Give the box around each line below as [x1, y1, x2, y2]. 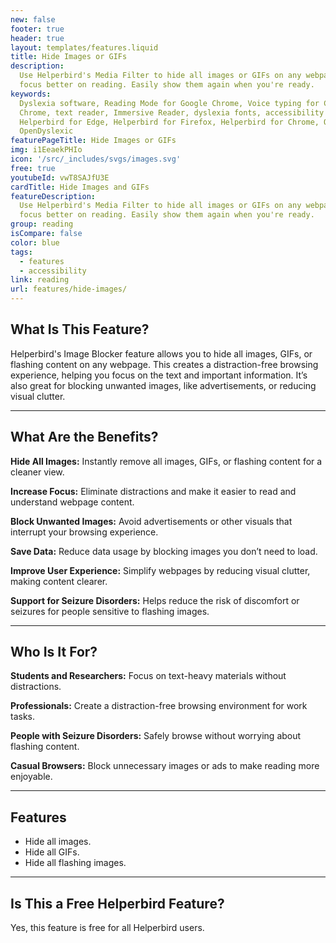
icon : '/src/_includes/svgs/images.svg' [10, 154, 182, 164]
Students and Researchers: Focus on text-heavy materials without [10, 670, 287, 682]
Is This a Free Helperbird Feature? [10, 895, 225, 912]
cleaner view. [10, 466, 65, 478]
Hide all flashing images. [24, 857, 127, 869]
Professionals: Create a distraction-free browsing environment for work [10, 700, 308, 712]
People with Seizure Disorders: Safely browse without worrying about [10, 730, 302, 742]
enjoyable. [10, 771, 53, 783]
